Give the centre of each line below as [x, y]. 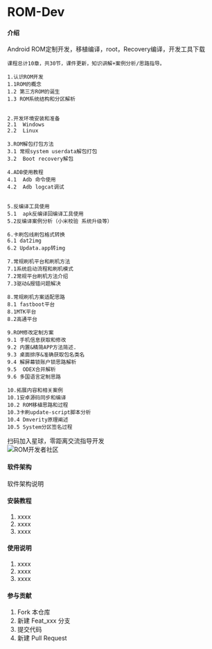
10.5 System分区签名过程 [40, 427]
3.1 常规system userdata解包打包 [52, 152]
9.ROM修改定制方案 [30, 333]
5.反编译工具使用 [28, 207]
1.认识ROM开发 [25, 77]
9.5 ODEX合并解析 [32, 370]
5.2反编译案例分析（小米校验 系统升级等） [60, 222]
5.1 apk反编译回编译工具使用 [46, 214]
